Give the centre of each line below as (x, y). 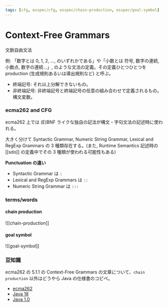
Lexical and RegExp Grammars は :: (50, 180)
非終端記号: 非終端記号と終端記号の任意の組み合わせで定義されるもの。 (87, 90)
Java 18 (20, 294)
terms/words (22, 200)
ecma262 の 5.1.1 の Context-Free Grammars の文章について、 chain (75, 272)
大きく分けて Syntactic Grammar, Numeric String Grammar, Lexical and (79, 139)
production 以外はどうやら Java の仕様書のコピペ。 (59, 279)
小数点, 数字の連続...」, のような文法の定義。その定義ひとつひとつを (76, 67)
